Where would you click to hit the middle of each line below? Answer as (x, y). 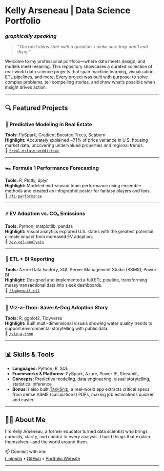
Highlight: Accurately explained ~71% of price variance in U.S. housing (77, 140)
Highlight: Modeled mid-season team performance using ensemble (73, 186)
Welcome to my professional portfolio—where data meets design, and (75, 62)
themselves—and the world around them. (47, 442)
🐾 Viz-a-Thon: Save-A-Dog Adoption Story (57, 307)
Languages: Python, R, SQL (40, 368)
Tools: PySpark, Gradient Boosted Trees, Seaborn (55, 135)
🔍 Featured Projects (37, 108)
